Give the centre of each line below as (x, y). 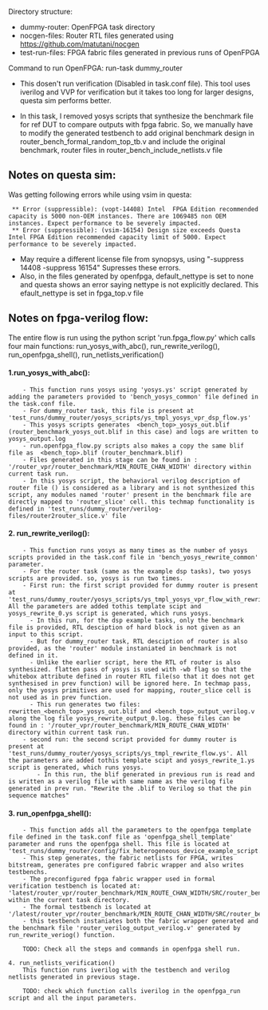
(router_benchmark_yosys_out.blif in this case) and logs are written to (134, 431)
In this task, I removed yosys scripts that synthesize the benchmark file (136, 116)
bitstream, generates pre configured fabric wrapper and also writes (126, 865)
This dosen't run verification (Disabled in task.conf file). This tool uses (135, 84)
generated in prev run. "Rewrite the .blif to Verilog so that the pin (130, 789)
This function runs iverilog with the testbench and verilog (126, 970)
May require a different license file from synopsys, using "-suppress (132, 259)
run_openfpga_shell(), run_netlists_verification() (86, 355)
